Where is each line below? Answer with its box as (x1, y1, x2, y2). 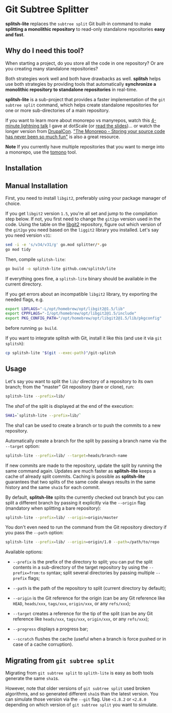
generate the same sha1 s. (5, 676, 60, 682)
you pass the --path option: (5, 530, 64, 536)
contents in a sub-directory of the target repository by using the (12, 564, 148, 571)
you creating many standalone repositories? (5, 65, 99, 71)
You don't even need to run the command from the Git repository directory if (5, 524, 167, 530)
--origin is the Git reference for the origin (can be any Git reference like (12, 595, 165, 602)
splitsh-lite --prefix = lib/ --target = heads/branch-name (5, 453, 127, 458)
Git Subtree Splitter (5, 4, 89, 15)
